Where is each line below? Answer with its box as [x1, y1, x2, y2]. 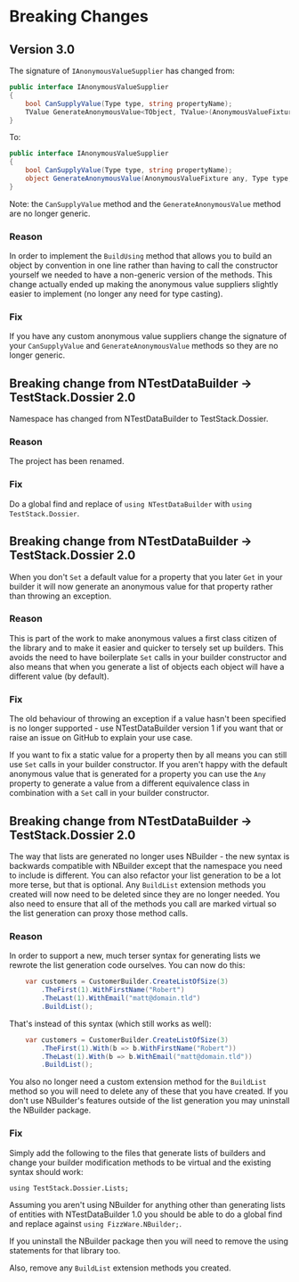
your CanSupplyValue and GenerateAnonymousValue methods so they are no [9, 341, 279, 352]
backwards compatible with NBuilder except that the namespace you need [9, 860, 283, 871]
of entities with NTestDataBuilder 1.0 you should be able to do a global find [9, 1209, 283, 1220]
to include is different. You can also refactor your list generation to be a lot [9, 870, 281, 881]
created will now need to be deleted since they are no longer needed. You [9, 889, 280, 899]
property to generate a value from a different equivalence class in [9, 778, 250, 789]
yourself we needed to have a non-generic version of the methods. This [9, 269, 273, 280]
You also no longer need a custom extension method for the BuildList [9, 1077, 267, 1088]
